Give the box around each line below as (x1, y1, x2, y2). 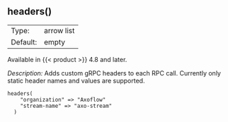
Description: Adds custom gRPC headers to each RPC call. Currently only (7, 68, 222, 77)
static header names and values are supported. (7, 76, 145, 85)
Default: (11, 37, 38, 47)
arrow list (43, 25, 75, 35)
